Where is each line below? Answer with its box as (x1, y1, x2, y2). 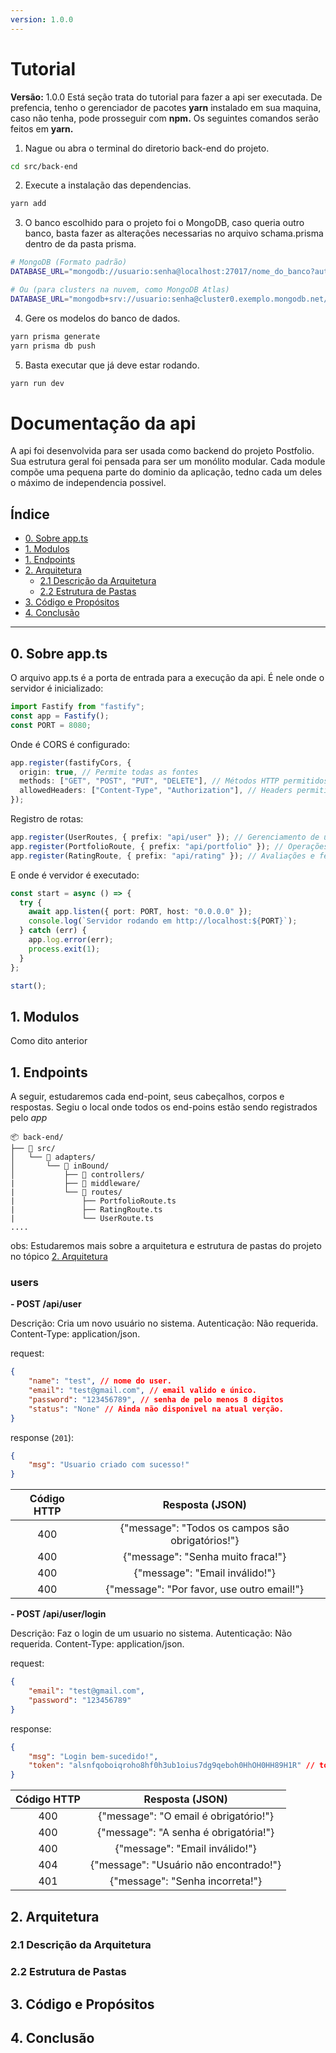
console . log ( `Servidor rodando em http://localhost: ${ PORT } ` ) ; (28, 916, 298, 926)
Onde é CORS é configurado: (10, 738, 130, 750)
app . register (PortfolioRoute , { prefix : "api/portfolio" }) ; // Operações (10, 841, 329, 851)
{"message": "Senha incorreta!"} (109, 1874, 263, 1888)
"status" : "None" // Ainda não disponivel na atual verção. (28, 1404, 284, 1414)
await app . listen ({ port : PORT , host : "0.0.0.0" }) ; (28, 907, 253, 917)
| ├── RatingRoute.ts (10, 1205, 163, 1215)
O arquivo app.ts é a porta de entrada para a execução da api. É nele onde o (10, 672, 325, 683)
